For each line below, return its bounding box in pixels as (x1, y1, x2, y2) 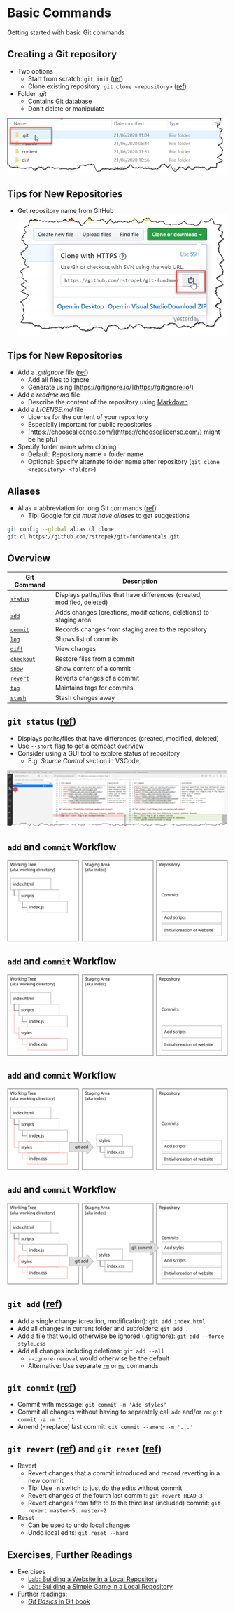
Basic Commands (7, 5, 112, 21)
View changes (55, 645, 97, 653)
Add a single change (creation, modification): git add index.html (17, 1316, 206, 1325)
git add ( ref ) (7, 1298, 63, 1310)
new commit (27, 1477, 64, 1485)
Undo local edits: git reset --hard (27, 1529, 129, 1537)
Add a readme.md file (17, 390, 80, 399)
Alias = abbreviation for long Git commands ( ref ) (17, 504, 157, 512)
